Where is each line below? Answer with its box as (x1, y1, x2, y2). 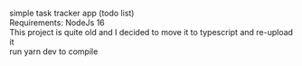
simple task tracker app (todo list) (9, 8, 135, 18)
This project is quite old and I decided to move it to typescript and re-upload (9, 27, 294, 37)
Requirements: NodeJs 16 (9, 17, 106, 28)
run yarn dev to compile (9, 46, 99, 57)
